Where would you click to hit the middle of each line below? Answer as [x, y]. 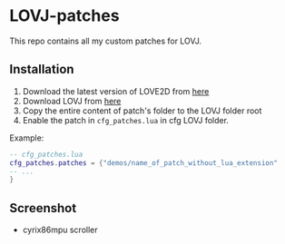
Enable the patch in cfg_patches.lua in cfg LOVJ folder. [126, 120]
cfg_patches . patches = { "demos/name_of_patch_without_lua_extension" [144, 163]
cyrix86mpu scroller [60, 230]
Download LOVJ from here [72, 101]
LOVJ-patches [64, 16]
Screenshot [43, 208]
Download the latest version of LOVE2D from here [116, 91]
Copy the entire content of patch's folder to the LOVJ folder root [142, 111]
